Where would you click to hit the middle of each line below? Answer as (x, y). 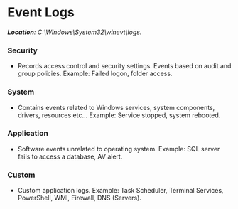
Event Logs (41, 12)
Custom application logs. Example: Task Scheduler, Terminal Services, (120, 191)
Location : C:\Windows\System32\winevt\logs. (75, 32)
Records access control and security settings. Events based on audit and (124, 66)
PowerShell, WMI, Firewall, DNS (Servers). (80, 198)
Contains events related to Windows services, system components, (116, 107)
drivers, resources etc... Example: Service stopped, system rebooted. (119, 115)
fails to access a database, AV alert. (70, 156)
